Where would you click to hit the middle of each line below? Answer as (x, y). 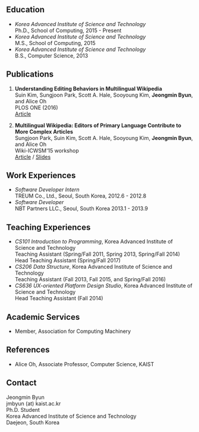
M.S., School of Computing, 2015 (55, 43)
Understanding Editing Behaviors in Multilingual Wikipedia (88, 88)
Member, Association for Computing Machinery (73, 331)
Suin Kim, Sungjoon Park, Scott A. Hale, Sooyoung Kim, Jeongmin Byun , (104, 95)
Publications (30, 74)
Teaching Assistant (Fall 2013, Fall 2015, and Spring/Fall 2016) (90, 279)
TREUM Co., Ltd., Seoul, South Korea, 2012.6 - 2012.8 (80, 196)
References (28, 350)
